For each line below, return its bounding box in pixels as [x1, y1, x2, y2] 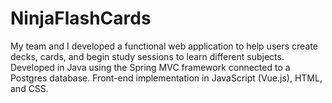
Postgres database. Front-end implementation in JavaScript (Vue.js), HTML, [10, 72, 323, 84]
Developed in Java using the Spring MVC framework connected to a [10, 61, 291, 73]
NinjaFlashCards [10, 7, 152, 30]
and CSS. [10, 82, 49, 94]
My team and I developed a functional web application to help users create [10, 40, 318, 52]
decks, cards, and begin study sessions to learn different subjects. [10, 50, 285, 62]
